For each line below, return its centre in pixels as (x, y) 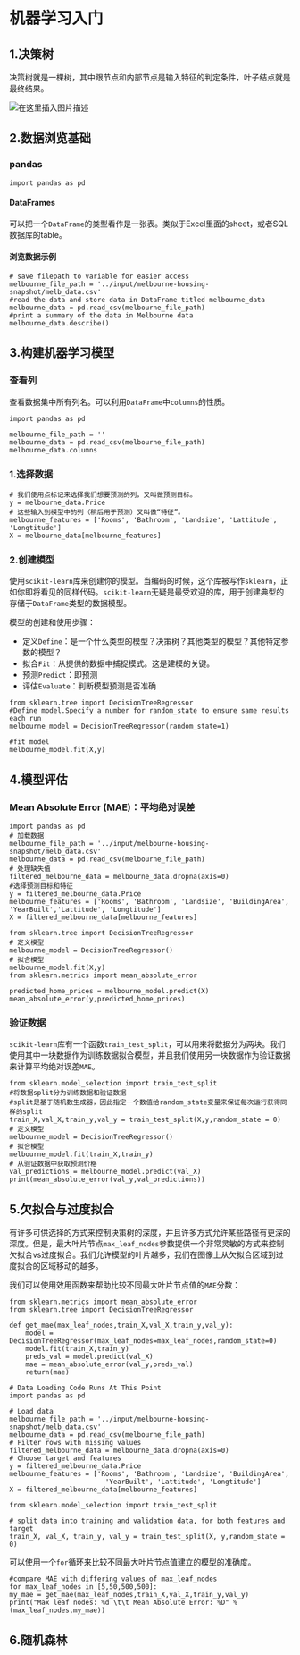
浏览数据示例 (33, 257)
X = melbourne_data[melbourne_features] (86, 536)
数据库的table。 (38, 234)
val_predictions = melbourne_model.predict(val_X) (105, 1172)
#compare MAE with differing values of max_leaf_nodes (113, 1579)
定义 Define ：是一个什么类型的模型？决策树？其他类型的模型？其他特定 (151, 641)
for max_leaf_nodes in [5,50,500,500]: (83, 1587)
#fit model (29, 742)
